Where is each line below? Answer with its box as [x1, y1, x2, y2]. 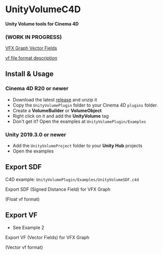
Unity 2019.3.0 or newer [5, 131, 66, 138]
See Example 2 [12, 224, 44, 231]
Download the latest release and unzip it [12, 96, 97, 103]
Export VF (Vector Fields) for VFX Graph [5, 234, 90, 240]
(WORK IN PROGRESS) [5, 33, 62, 40]
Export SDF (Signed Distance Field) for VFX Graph [5, 186, 111, 192]
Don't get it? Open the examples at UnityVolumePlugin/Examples [12, 118, 146, 124]
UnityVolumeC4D [5, 4, 81, 15]
